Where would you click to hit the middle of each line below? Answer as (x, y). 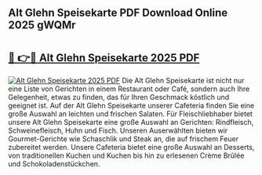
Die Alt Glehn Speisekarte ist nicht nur (183, 80)
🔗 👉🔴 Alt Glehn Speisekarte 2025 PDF (104, 58)
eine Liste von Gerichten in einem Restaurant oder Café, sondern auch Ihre (129, 89)
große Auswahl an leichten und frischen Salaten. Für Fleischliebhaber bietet (131, 114)
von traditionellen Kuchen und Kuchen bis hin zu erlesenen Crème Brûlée (126, 155)
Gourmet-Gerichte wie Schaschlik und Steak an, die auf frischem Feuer (124, 139)
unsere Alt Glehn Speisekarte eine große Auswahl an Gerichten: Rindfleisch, (131, 122)
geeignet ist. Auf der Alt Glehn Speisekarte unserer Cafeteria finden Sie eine (131, 106)
